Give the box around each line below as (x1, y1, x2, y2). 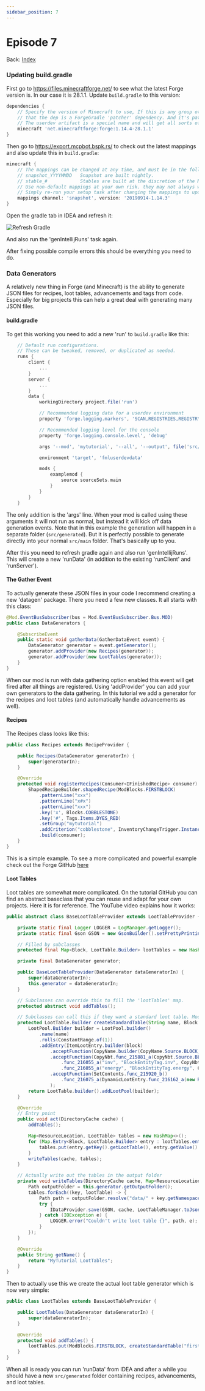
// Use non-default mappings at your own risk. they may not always (17, 184, 195, 190)
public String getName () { (17, 1251, 86, 1258)
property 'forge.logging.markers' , (38, 416, 130, 422)
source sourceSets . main (60, 477, 121, 484)
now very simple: (6, 1286, 50, 1294)
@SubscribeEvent (17, 631, 59, 637)
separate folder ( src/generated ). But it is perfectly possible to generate (6, 530, 185, 538)
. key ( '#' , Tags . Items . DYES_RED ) (38, 815, 121, 821)
